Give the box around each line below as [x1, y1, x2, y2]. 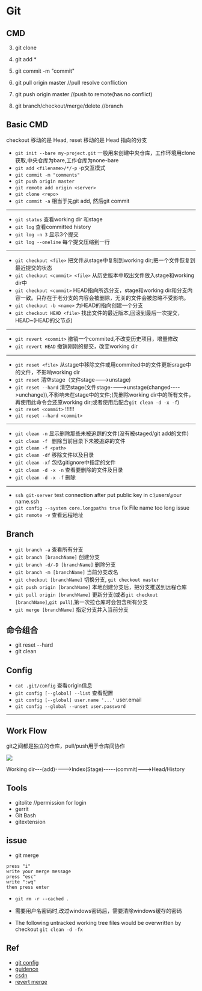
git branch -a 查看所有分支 [14, 546, 84, 553]
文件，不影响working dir [20, 368, 80, 376]
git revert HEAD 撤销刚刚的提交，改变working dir [14, 343, 138, 350]
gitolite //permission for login [14, 799, 87, 806]
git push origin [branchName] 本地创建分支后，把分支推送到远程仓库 [14, 583, 188, 590]
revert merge [14, 978, 47, 985]
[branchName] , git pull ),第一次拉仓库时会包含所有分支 [14, 598, 148, 605]
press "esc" [6, 873, 36, 880]
